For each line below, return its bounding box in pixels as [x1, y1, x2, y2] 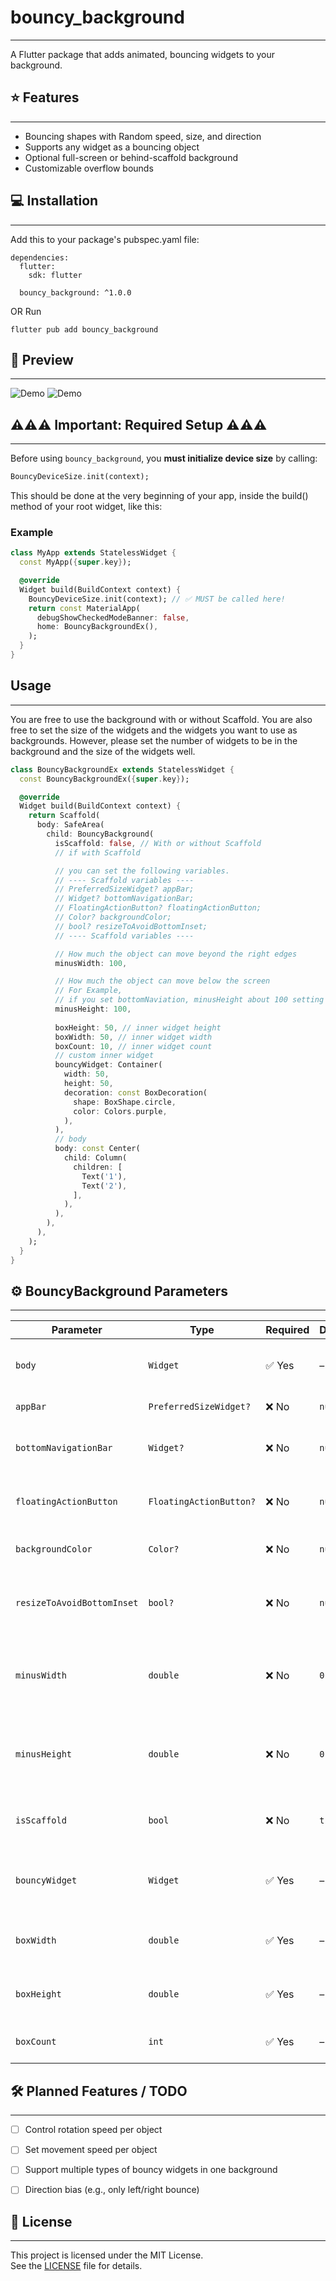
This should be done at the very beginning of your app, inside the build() [10, 490, 309, 502]
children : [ [73, 1162, 123, 1172]
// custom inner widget [54, 1051, 155, 1061]
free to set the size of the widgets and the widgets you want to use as [10, 724, 298, 736]
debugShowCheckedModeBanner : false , [36, 612, 190, 623]
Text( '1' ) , [81, 1171, 128, 1181]
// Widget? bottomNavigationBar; [54, 894, 195, 904]
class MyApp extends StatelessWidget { [10, 548, 177, 558]
